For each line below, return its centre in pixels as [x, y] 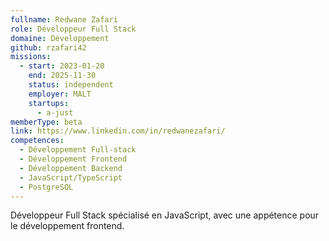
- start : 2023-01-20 [62, 66]
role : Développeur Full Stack [73, 29]
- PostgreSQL [46, 187]
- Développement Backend [71, 168]
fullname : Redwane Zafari [64, 19]
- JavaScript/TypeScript [71, 177]
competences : [37, 141]
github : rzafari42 [48, 47]
